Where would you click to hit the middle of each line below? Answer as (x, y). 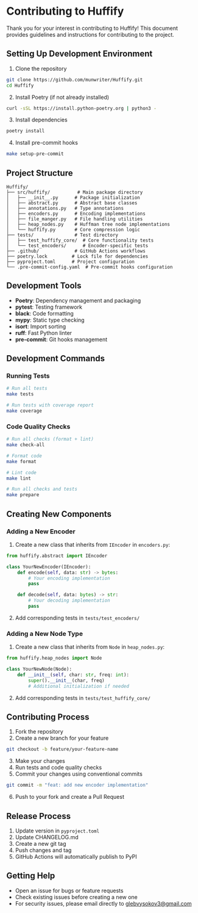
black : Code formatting (44, 313)
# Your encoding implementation (69, 578)
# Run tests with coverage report (50, 405)
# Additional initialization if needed (79, 686)
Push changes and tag (43, 850)
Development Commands (56, 359)
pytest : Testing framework (48, 307)
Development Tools (44, 286)
